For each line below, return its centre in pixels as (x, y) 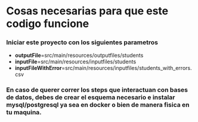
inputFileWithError (38, 68)
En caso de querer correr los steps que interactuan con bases (97, 90)
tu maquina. (24, 112)
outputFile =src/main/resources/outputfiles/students (79, 56)
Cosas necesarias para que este (87, 11)
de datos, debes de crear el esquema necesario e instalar (91, 97)
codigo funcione (48, 24)
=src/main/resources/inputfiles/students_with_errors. (127, 68)
